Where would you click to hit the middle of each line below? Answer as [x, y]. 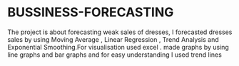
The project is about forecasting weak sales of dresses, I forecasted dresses [120, 32]
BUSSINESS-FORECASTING [91, 12]
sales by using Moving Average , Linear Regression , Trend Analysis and [113, 39]
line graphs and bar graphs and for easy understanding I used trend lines [115, 55]
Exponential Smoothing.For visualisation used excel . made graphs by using [118, 47]
